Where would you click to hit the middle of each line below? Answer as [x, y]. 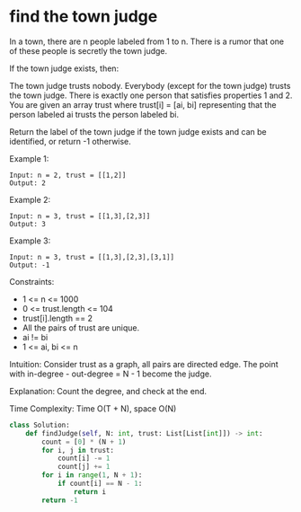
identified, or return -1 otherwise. [71, 141]
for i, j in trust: [78, 450]
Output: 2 [28, 183]
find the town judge [84, 17]
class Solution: [40, 425]
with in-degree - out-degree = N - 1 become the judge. [111, 374]
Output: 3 [28, 224]
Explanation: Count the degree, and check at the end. [108, 391]
